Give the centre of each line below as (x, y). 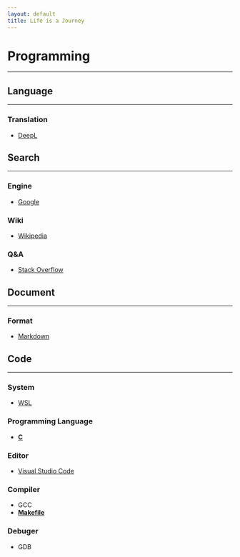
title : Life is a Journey (46, 21)
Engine (20, 186)
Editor (18, 456)
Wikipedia (32, 236)
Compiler (24, 489)
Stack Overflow (41, 270)
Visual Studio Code (46, 471)
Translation (27, 120)
